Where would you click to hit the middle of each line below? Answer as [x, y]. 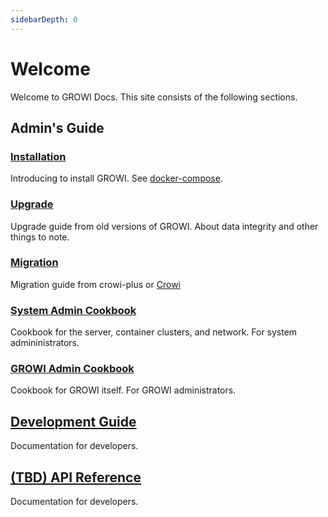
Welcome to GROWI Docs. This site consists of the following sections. [154, 97]
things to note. [40, 237]
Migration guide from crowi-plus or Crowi [95, 284]
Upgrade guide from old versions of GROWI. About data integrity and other [164, 226]
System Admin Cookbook [73, 310]
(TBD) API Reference [76, 477]
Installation [38, 156]
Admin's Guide [57, 127]
